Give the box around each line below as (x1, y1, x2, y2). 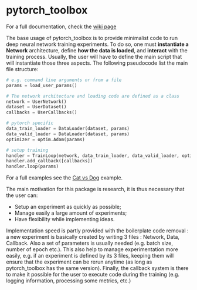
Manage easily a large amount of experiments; (14, 209, 127, 216)
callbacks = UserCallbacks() (6, 109, 77, 115)
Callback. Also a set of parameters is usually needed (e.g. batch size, (6, 239, 174, 247)
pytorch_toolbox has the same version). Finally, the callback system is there (6, 265, 189, 272)
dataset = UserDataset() (6, 104, 67, 110)
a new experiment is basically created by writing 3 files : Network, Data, (6, 234, 180, 241)
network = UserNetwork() (6, 98, 67, 105)
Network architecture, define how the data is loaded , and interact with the (6, 46, 188, 54)
